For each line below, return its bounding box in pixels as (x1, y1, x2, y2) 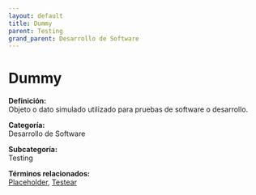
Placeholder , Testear (8, 177, 77, 187)
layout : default (8, 11, 63, 20)
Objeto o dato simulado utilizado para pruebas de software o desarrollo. (8, 104, 249, 114)
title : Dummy (8, 19, 53, 28)
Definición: (8, 96, 47, 106)
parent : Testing (8, 27, 63, 35)
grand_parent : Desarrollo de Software (8, 34, 139, 43)
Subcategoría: (8, 145, 58, 155)
